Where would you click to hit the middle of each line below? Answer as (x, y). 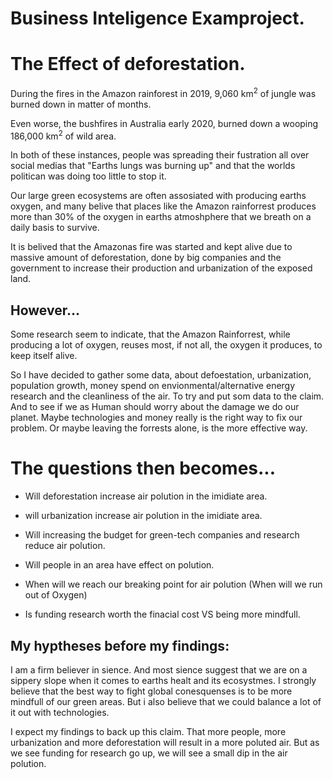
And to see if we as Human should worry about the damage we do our (155, 407)
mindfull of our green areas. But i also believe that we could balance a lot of (166, 701)
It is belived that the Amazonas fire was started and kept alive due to (151, 247)
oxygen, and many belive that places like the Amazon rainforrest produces (163, 206)
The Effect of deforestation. (128, 64)
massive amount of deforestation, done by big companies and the (146, 258)
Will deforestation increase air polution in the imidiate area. (146, 496)
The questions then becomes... (143, 468)
